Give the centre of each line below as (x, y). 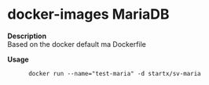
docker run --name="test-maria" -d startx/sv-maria (114, 73)
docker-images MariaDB (88, 14)
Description (27, 36)
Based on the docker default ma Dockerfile (77, 44)
